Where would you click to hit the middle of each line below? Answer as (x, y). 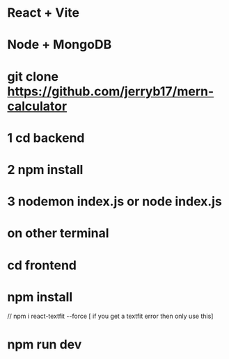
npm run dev (45, 344)
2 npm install (45, 169)
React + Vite (44, 13)
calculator (37, 106)
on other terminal (58, 233)
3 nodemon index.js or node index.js (115, 201)
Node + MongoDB (60, 45)
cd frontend (42, 265)
